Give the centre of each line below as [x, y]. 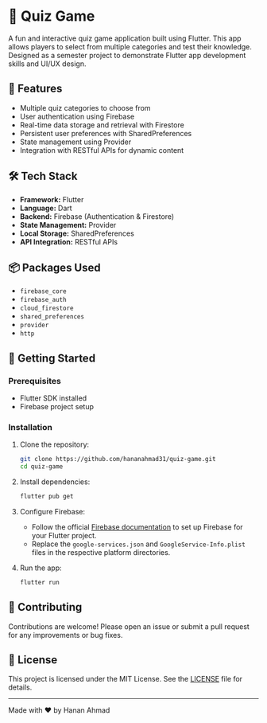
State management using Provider [75, 142]
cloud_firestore [46, 309]
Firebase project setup [56, 407]
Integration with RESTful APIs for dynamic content [102, 150]
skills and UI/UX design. [47, 64]
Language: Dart [46, 208]
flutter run [39, 582]
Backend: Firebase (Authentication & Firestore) [97, 216]
